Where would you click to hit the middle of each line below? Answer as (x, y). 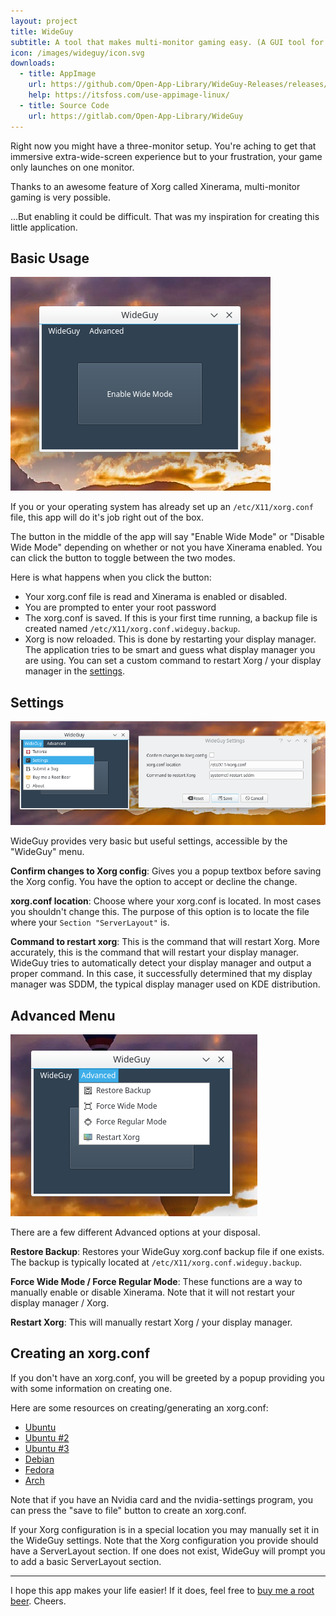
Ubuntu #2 (47, 1437)
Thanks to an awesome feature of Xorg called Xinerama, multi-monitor (155, 186)
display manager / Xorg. (60, 1302)
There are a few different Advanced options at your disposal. (135, 1232)
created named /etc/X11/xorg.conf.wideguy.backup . (132, 629)
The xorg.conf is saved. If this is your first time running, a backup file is (171, 618)
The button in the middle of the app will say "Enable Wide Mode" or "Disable (167, 537)
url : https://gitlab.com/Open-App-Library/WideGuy (136, 116)
